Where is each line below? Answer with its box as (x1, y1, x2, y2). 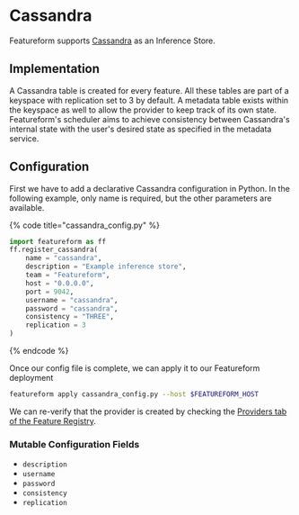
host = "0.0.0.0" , (25, 278, 94, 288)
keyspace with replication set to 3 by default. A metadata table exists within (9, 95, 289, 105)
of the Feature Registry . (9, 415, 97, 426)
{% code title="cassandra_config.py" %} (9, 220, 160, 230)
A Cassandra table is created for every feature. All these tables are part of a (9, 85, 289, 95)
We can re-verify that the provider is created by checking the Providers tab (9, 406, 287, 417)
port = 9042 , (25, 287, 75, 296)
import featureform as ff (9, 237, 106, 246)
